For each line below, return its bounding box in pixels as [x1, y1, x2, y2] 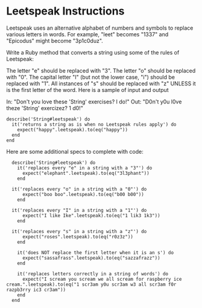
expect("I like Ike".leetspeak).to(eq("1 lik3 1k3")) [22, 212, 161, 218]
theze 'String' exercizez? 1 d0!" [6, 104, 83, 111]
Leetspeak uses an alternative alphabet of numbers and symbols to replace [6, 24, 194, 31]
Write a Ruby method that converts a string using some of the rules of [6, 48, 180, 56]
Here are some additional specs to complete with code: [6, 148, 144, 155]
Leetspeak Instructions [6, 4, 125, 18]
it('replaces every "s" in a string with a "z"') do [11, 228, 147, 234]
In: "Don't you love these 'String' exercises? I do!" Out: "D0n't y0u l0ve [6, 98, 182, 105]
